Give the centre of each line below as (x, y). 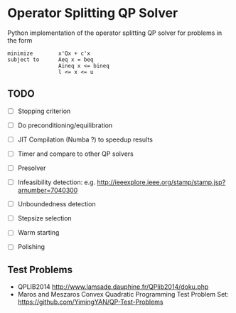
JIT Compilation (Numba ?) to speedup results (85, 139)
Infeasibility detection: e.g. (57, 182)
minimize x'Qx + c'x (49, 53)
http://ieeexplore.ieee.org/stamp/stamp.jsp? (161, 182)
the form (20, 40)
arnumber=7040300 (48, 191)
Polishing (31, 247)
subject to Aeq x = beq (50, 59)
